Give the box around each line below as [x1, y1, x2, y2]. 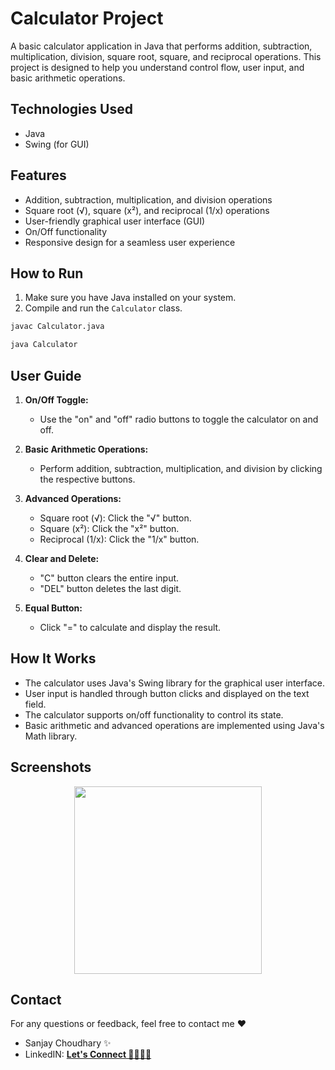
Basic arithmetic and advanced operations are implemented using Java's [24, 719, 325, 731]
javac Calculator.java [10, 322, 105, 332]
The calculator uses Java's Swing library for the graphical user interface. [24, 677, 325, 689]
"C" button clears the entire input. [39, 572, 180, 584]
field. [24, 698, 47, 710]
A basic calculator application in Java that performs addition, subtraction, [10, 40, 313, 52]
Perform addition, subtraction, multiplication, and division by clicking [39, 462, 323, 474]
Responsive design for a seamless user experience [24, 236, 236, 248]
